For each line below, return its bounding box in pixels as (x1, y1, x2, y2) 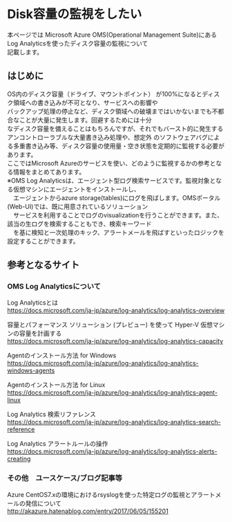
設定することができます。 (7, 237, 79, 245)
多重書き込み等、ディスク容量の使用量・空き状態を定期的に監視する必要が (12, 141, 225, 150)
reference (7, 425, 35, 433)
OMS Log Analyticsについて (7, 282, 101, 291)
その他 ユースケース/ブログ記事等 (7, 474, 123, 483)
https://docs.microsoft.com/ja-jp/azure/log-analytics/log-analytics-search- (7, 418, 221, 426)
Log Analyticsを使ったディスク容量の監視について (7, 39, 148, 47)
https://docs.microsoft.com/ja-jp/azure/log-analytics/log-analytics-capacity (7, 337, 224, 345)
